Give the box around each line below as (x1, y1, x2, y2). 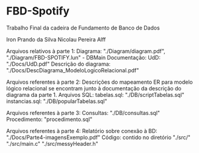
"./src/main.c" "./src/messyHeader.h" (6, 140, 98, 147)
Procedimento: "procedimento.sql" (6, 116, 93, 123)
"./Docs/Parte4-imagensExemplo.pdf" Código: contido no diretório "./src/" (6, 134, 191, 141)
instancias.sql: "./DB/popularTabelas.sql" (6, 98, 107, 105)
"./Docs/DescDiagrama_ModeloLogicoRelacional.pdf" (6, 66, 139, 73)
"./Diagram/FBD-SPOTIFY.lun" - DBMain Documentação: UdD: (6, 54, 161, 61)
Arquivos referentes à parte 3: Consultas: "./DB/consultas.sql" (6, 109, 160, 116)
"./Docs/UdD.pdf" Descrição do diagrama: (6, 60, 111, 67)
